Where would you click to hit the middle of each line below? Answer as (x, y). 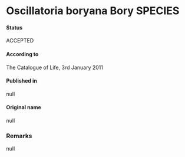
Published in (22, 81)
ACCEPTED (20, 41)
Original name (24, 107)
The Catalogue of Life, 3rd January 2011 (54, 67)
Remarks (19, 136)
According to (22, 54)
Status (14, 27)
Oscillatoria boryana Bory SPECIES (93, 11)
